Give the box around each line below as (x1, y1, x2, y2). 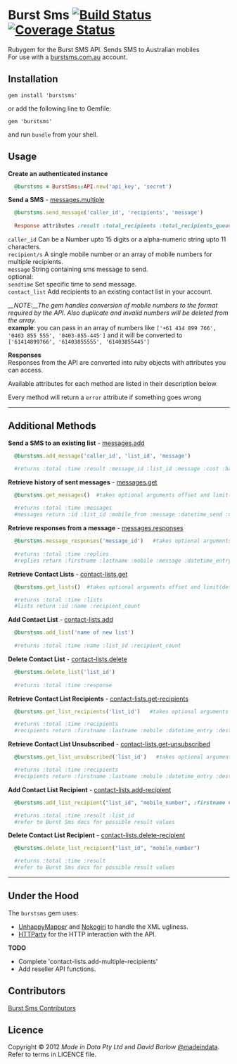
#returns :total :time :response (14, 682, 113, 689)
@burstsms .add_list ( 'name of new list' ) (14, 629, 134, 637)
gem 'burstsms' (8, 118, 53, 125)
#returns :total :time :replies (14, 550, 110, 558)
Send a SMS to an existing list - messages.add (8, 439, 145, 447)
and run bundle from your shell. (8, 130, 98, 139)
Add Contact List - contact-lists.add (8, 615, 113, 624)
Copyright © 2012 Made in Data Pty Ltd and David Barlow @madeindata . (8, 1043, 220, 1051)
